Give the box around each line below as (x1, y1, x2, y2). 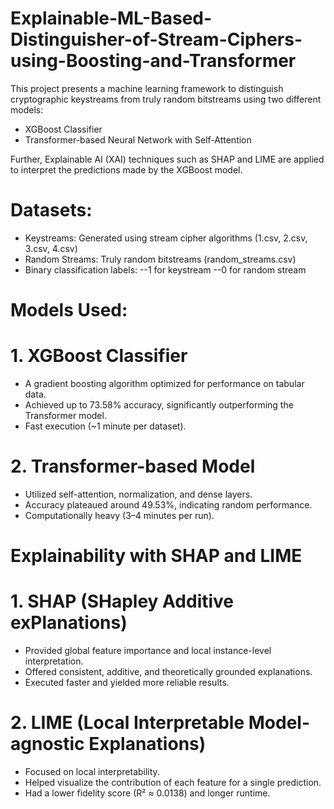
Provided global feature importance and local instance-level (24, 645, 272, 657)
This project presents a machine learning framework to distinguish (10, 82, 284, 94)
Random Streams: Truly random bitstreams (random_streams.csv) (24, 253, 297, 265)
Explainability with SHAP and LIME (10, 545, 303, 567)
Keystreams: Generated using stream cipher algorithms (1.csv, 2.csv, (24, 232, 308, 244)
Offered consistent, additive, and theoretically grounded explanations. (24, 666, 313, 678)
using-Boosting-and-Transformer (10, 50, 297, 72)
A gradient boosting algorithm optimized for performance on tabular (24, 378, 305, 389)
